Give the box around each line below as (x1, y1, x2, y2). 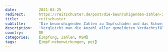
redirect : (5, 12, 26, 17)
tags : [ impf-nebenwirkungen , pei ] (5, 40, 97, 45)
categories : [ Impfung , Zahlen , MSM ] (5, 35, 88, 40)
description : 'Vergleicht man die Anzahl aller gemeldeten (5, 26, 135, 31)
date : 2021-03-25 (5, 7, 61, 12)
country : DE (5, 30, 43, 35)
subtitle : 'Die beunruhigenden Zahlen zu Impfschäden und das (5, 21, 149, 26)
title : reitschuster (5, 16, 66, 21)
